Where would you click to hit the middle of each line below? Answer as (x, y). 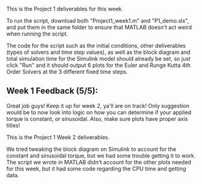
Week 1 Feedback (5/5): (52, 91)
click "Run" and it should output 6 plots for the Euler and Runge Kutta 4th (99, 65)
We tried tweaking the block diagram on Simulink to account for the (91, 149)
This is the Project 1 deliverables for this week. (65, 9)
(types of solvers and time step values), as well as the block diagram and (99, 52)
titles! (13, 125)
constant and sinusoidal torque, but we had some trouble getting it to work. (101, 155)
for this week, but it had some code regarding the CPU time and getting (96, 169)
